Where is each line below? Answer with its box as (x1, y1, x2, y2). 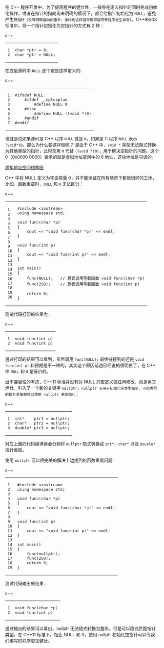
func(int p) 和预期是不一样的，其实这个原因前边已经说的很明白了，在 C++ (5, 362, 156, 368)
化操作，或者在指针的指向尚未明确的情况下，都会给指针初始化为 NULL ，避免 (5, 10, 156, 16)
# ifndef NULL (14, 93, 44, 98)
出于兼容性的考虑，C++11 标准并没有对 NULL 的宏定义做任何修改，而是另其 (5, 379, 156, 385)
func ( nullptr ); (26, 551, 61, 556)
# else (24, 106, 37, 111)
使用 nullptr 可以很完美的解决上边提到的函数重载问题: (5, 457, 114, 463)
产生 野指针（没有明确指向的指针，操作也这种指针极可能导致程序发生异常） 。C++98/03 (5, 17, 157, 22)
